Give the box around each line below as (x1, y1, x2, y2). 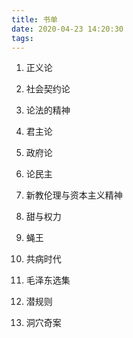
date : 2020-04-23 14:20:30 (11, 24, 124, 34)
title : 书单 (11, 14, 58, 25)
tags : (11, 33, 34, 43)
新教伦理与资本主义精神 (25, 189, 123, 201)
